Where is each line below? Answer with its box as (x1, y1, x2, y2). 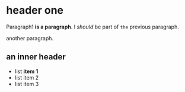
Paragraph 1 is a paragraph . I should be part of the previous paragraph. (6, 23, 179, 30)
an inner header (6, 52, 66, 62)
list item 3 (14, 80, 39, 87)
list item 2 (14, 74, 39, 81)
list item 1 (14, 68, 39, 75)
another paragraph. (6, 34, 54, 42)
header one (6, 4, 64, 17)
